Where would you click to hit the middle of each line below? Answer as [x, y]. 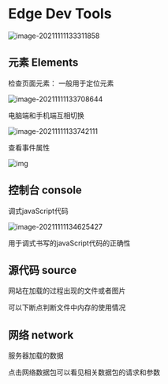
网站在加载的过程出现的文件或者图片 [67, 291]
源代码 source [43, 270]
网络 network [41, 335]
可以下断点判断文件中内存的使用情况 [67, 308]
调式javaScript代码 [38, 211]
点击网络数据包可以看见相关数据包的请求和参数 [84, 372]
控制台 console [45, 190]
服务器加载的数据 [36, 355]
